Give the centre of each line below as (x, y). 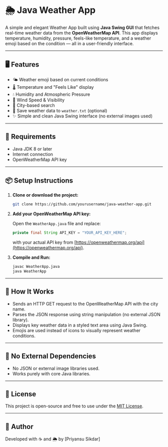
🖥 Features (22, 64)
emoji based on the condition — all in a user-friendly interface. (69, 43)
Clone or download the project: (45, 195)
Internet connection (33, 154)
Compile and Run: (31, 257)
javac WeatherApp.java (36, 267)
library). (20, 320)
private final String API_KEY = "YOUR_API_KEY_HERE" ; (69, 233)
